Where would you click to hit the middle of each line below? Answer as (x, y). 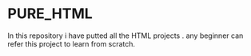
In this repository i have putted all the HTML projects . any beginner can (125, 35)
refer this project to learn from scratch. (72, 43)
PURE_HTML (50, 14)
